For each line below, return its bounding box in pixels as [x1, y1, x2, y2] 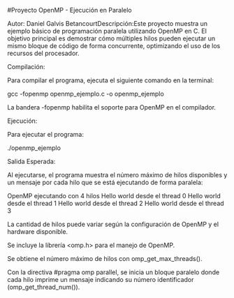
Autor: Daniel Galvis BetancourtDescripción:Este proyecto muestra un [7, 20, 208, 27]
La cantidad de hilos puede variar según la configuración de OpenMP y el [7, 220, 219, 228]
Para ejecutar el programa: [7, 131, 84, 138]
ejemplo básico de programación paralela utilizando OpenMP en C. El [7, 27, 207, 35]
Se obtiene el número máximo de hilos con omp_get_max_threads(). [7, 255, 203, 262]
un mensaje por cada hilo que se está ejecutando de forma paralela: [7, 178, 203, 186]
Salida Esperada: [7, 157, 56, 165]
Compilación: [7, 63, 45, 70]
